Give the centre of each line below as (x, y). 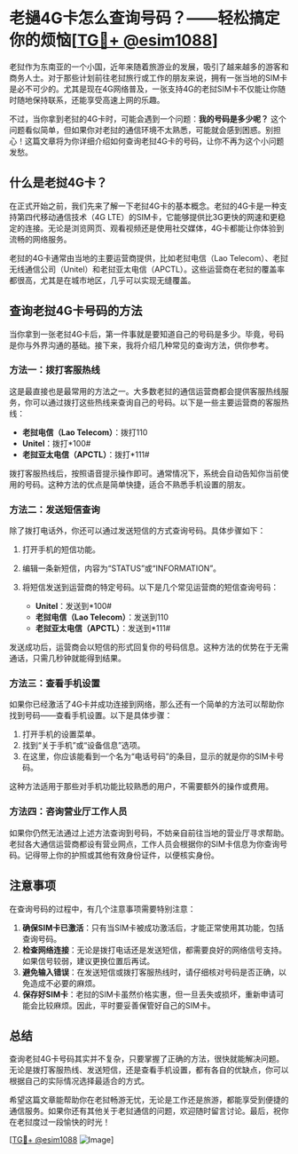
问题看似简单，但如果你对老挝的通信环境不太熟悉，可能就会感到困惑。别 (141, 130)
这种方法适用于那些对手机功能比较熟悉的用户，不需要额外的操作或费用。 (141, 786)
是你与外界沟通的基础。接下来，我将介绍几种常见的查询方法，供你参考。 (141, 345)
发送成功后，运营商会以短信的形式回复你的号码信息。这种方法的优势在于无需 (149, 647)
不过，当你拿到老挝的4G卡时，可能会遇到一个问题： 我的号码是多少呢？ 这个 (148, 119)
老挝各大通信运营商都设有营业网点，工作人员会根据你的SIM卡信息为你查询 (145, 843)
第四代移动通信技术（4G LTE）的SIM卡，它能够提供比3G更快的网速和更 (147, 217)
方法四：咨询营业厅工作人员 (68, 811)
